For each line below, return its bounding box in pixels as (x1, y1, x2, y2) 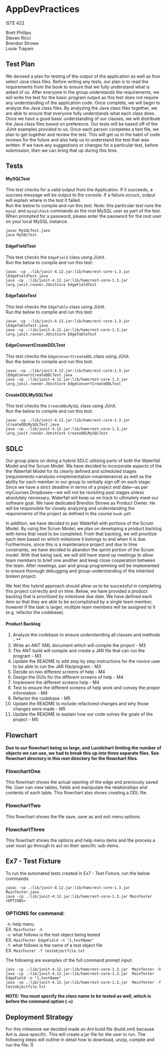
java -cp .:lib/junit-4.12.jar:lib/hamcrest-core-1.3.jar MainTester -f (5, 980, 162, 985)
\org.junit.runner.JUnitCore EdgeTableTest (5, 331, 97, 337)
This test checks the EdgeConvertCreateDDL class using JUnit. (5, 353, 130, 359)
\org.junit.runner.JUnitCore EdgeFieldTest (5, 282, 97, 287)
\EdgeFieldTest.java (5, 273, 49, 279)
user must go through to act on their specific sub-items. (5, 843, 120, 849)
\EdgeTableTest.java (5, 323, 49, 328)
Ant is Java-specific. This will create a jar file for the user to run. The (5, 1031, 146, 1037)
